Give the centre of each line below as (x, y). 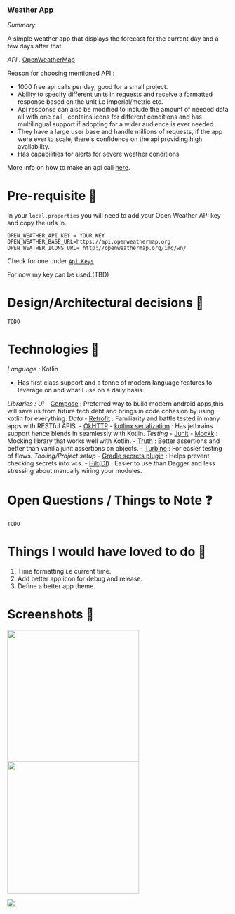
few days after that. (35, 46)
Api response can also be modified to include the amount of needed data (123, 110)
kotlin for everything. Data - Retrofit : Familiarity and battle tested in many (114, 418)
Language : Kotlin (33, 369)
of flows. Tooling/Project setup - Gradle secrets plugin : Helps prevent (108, 456)
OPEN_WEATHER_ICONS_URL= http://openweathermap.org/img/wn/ (97, 248)
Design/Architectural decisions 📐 (106, 303)
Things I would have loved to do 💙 (107, 552)
